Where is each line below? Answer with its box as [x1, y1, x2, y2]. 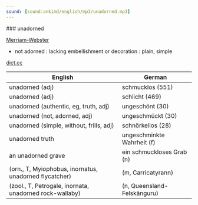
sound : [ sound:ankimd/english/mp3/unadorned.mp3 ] [6, 8, 131, 15]
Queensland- [130, 181, 169, 190]
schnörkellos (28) [121, 121, 172, 130]
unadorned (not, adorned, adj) [9, 111, 93, 120]
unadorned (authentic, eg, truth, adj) [9, 102, 110, 110]
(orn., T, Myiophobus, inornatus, [9, 164, 98, 173]
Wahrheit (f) [121, 138, 156, 146]
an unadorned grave [9, 151, 65, 160]
